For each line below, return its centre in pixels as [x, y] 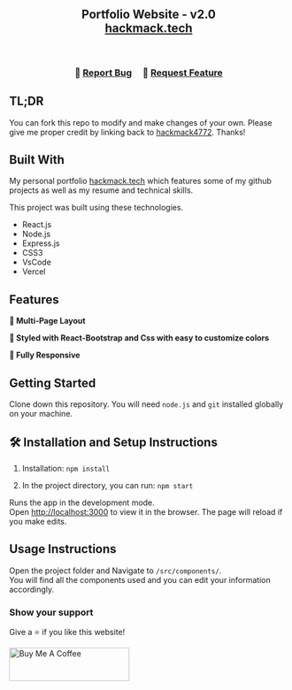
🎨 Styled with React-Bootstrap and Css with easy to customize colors [139, 338]
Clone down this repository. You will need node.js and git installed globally [146, 404]
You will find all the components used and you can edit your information [140, 579]
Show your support [51, 612]
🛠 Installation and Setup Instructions [114, 443]
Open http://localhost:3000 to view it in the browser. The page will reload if [146, 511]
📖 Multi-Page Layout [47, 321]
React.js [37, 225]
